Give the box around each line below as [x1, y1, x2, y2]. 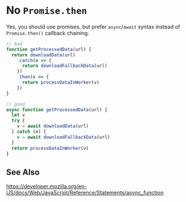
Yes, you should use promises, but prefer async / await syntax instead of [6, 23, 180, 30]
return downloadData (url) [11, 52, 76, 58]
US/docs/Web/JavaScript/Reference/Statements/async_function [6, 189, 164, 196]
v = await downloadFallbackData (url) [17, 134, 111, 140]
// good [6, 101, 26, 107]
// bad [6, 41, 23, 47]
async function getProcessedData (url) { [6, 107, 108, 113]
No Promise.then [6, 4, 87, 17]
